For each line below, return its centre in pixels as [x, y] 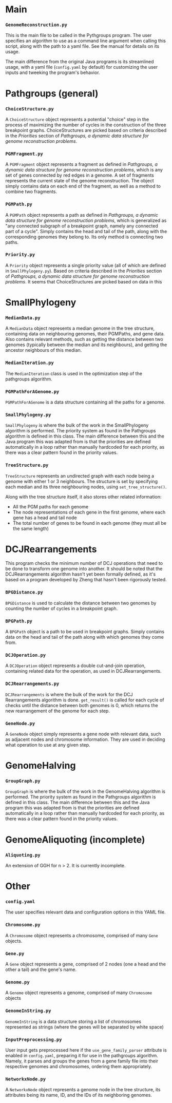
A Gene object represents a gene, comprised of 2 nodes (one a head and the [85, 964]
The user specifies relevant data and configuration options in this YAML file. [85, 912]
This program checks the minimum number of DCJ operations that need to [84, 563]
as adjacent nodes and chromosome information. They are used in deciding [85, 739]
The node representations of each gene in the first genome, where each [89, 512]
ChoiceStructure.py [30, 109]
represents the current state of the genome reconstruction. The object [80, 181]
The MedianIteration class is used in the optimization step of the [74, 373]
